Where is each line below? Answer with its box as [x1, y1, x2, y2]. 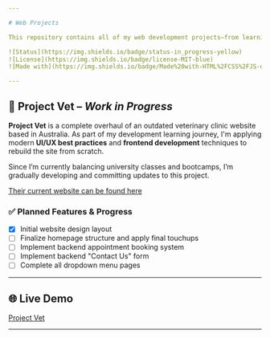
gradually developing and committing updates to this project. [8, 170, 210, 180]
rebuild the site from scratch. [8, 146, 104, 156]
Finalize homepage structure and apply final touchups [19, 234, 199, 243]
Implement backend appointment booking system [19, 242, 185, 252]
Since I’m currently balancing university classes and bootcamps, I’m [8, 161, 234, 171]
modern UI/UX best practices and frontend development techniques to [8, 137, 247, 147]
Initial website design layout [19, 224, 112, 234]
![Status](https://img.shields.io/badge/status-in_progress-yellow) [8, 47, 243, 56]
